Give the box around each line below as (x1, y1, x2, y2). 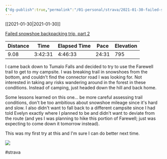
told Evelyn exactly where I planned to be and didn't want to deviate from (5, 110, 155, 116)
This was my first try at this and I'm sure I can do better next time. (5, 130, 140, 136)
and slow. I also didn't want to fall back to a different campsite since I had (5, 105, 156, 111)
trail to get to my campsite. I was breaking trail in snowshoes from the (5, 69, 148, 75)
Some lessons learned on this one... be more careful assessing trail (5, 94, 143, 100)
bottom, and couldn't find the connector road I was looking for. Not (5, 74, 142, 80)
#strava (5, 149, 21, 155)
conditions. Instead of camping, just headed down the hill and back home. (5, 84, 157, 90)
